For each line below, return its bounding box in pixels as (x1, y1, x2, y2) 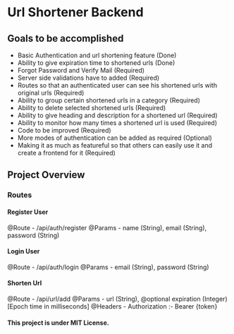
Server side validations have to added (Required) (17, 73, 160, 82)
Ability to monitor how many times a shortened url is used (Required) (17, 119, 217, 127)
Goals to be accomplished (7, 32, 124, 44)
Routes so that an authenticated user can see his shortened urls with (17, 81, 217, 89)
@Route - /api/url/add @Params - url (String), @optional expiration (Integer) (7, 294, 228, 303)
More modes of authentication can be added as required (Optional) (17, 133, 213, 142)
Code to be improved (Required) (17, 126, 111, 134)
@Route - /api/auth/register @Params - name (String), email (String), (7, 223, 207, 232)
